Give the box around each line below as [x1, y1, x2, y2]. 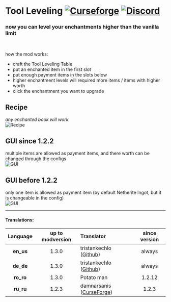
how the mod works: [5, 51, 48, 57]
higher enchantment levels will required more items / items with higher [12, 77, 160, 84]
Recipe [5, 103, 28, 112]
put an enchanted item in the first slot [12, 66, 92, 72]
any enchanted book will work [5, 116, 69, 122]
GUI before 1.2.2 [5, 176, 58, 185]
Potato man [80, 274, 108, 281]
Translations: [5, 217, 34, 223]
